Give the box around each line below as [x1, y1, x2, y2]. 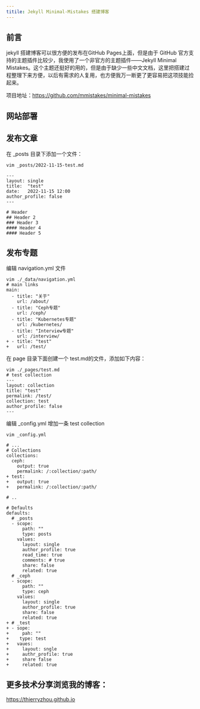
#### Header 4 [6, 225, 42, 231]
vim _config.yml [6, 432, 46, 438]
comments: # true [21, 557, 65, 563]
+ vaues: [6, 641, 33, 647]
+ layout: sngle [6, 646, 58, 652]
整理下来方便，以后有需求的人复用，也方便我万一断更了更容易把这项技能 [11, 72, 189, 79]
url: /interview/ [17, 333, 60, 339]
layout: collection [6, 383, 55, 389]
